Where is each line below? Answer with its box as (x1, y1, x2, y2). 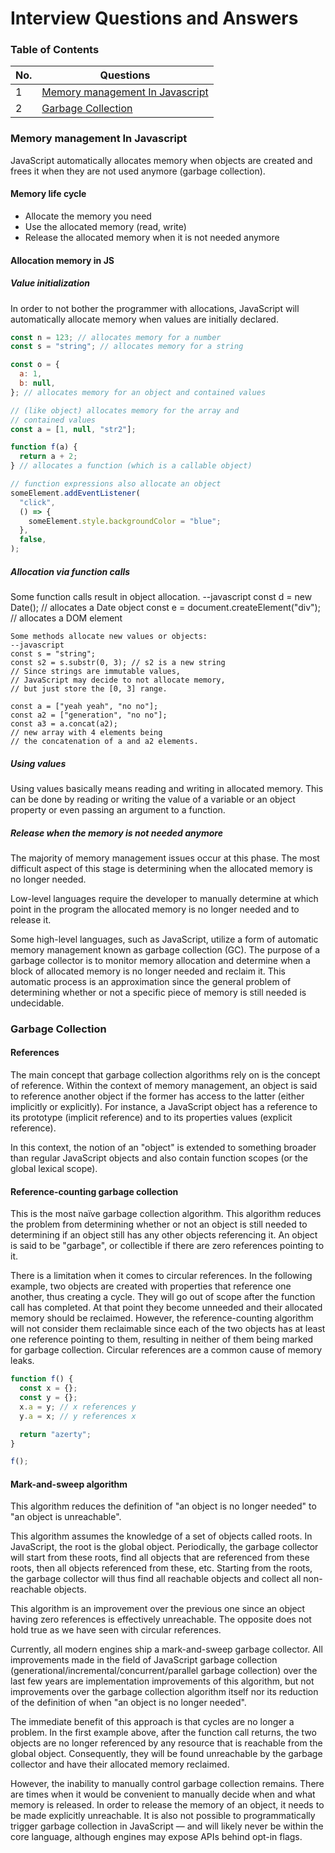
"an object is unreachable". (10, 1511, 122, 1523)
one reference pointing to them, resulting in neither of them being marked (10, 1333, 314, 1346)
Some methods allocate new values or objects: (10, 632, 208, 642)
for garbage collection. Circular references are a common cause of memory (10, 1344, 323, 1356)
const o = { (10, 360, 60, 370)
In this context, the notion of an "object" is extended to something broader (10, 1142, 317, 1154)
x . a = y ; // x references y (19, 1402, 137, 1412)
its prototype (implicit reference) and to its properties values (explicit (10, 1112, 293, 1124)
